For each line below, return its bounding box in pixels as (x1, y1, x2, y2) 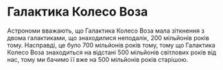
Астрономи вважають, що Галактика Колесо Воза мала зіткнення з (7, 27, 204, 35)
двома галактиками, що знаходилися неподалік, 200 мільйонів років (7, 33, 209, 41)
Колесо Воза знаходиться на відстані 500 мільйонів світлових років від (7, 48, 217, 56)
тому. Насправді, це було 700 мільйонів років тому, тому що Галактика (7, 41, 216, 49)
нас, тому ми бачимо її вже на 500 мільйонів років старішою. (7, 55, 189, 63)
